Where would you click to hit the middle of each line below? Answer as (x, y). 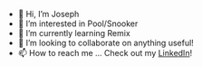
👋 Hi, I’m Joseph (48, 14)
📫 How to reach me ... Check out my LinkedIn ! (105, 53)
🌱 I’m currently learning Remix (74, 33)
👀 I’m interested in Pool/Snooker (78, 24)
